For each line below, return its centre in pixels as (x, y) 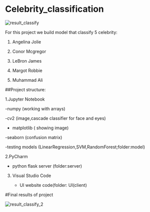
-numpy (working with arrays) (35, 108)
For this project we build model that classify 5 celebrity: (61, 32)
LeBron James (27, 61)
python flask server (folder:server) (47, 166)
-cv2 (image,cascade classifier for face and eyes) (56, 118)
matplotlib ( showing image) (40, 128)
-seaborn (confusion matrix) (34, 137)
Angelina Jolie (27, 42)
